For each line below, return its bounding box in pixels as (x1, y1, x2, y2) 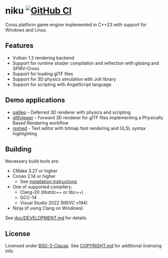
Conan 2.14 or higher (12, 173, 56, 179)
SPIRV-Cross (12, 65, 40, 71)
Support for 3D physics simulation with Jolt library (12, 76, 116, 82)
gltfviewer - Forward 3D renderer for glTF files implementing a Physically (12, 114, 163, 120)
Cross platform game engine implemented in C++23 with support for (5, 22, 147, 28)
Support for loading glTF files (12, 71, 74, 77)
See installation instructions (20, 178, 77, 185)
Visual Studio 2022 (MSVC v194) (20, 200, 88, 206)
